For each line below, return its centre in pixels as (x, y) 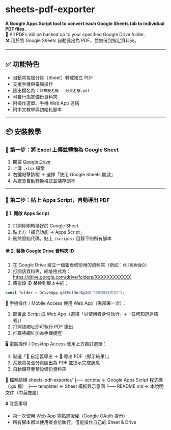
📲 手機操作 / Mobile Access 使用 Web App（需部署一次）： (66, 303)
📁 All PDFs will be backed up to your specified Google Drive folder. (75, 34)
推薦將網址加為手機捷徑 (37, 333)
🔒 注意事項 (16, 403)
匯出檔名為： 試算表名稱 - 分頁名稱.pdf (51, 90)
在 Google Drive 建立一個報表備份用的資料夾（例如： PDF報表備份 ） (81, 265)
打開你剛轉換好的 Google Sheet (46, 226)
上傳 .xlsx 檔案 (28, 168)
